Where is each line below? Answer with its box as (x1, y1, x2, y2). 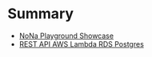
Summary (7, 5, 74, 23)
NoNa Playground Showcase (18, 31, 114, 40)
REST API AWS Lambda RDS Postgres (18, 39, 145, 48)
